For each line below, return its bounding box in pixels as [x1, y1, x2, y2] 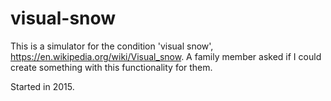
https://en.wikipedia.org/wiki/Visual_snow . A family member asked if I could [10, 50, 322, 62]
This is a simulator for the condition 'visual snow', [10, 40, 214, 52]
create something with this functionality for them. [10, 61, 213, 73]
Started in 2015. [10, 80, 75, 92]
